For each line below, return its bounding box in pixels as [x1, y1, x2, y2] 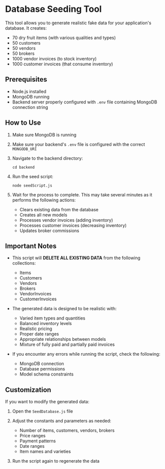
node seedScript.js [12, 183, 53, 188]
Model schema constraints [19, 371, 74, 377]
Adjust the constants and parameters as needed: [12, 418, 112, 424]
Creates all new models [19, 212, 67, 218]
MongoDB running [12, 94, 50, 99]
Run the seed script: [12, 173, 53, 179]
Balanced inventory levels [19, 321, 72, 327]
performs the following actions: [12, 197, 76, 203]
